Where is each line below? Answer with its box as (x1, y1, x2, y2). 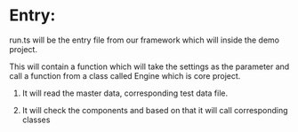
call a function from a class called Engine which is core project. (9, 70, 241, 81)
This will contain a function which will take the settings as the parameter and (9, 61, 290, 72)
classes (21, 114, 51, 125)
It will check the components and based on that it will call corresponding (21, 105, 288, 115)
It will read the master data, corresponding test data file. (21, 88, 229, 98)
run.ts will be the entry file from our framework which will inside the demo (9, 35, 280, 45)
